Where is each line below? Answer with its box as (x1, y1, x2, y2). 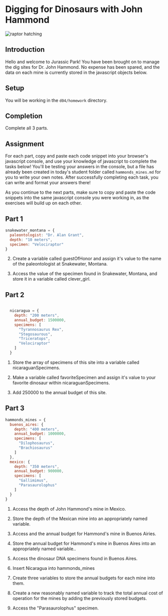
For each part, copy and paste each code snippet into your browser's (5, 153, 148, 159)
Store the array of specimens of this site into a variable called (12, 359, 139, 365)
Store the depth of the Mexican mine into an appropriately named (12, 516, 148, 522)
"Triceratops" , (18, 336, 51, 341)
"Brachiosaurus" (18, 445, 53, 450)
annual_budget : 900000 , (14, 468, 64, 474)
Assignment (5, 140, 44, 148)
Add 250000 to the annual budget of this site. (12, 389, 107, 395)
